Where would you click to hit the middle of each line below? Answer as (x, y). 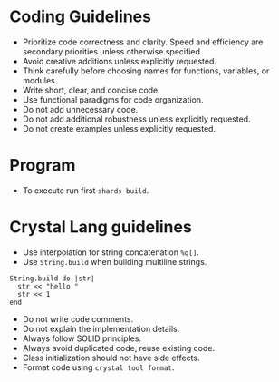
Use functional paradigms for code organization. (113, 99)
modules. (40, 80)
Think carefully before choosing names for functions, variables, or (146, 71)
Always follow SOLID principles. (82, 338)
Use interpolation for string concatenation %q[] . (111, 252)
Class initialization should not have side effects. (111, 358)
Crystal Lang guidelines (101, 227)
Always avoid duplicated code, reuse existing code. (119, 348)
